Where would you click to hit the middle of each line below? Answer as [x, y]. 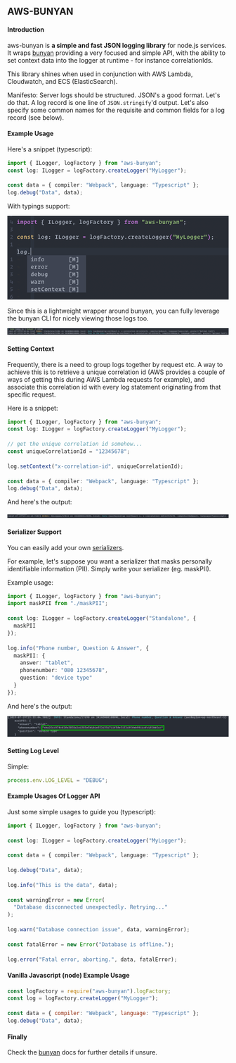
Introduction [26, 29]
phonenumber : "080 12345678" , [64, 671]
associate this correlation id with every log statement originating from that [114, 387]
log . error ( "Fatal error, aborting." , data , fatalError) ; [92, 959]
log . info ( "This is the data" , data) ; [63, 885]
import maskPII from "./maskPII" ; [58, 604]
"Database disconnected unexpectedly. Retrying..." [91, 907]
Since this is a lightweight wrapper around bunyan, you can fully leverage [113, 311]
